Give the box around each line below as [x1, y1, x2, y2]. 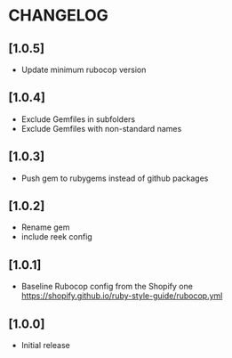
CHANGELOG [8, 5, 108, 26]
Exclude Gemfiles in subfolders [20, 113, 135, 125]
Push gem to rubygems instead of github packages [20, 173, 209, 183]
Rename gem [20, 222, 70, 232]
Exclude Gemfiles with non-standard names [20, 123, 182, 134]
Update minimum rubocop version [20, 64, 147, 75]
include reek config [20, 232, 92, 242]
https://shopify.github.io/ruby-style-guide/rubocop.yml [20, 290, 223, 301]
